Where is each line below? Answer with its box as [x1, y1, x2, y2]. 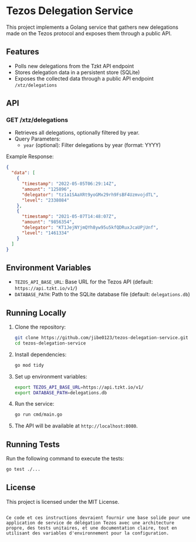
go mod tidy [14, 362, 44, 368]
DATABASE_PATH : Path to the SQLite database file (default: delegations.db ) [14, 291, 191, 298]
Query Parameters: [14, 135, 60, 142]
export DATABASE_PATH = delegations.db [14, 390, 107, 396]
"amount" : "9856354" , [21, 219, 75, 225]
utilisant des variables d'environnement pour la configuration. [6, 530, 169, 536]
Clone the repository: [14, 323, 66, 330]
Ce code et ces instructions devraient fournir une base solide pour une [6, 514, 191, 521]
